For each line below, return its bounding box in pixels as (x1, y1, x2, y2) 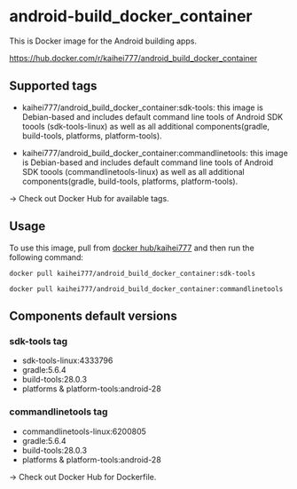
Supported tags (9, 78, 98, 94)
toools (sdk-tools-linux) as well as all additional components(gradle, (21, 121, 270, 131)
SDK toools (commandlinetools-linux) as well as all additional (21, 166, 246, 177)
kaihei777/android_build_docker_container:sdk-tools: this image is (21, 102, 263, 113)
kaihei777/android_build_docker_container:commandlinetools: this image (21, 147, 288, 158)
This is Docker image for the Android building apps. (9, 35, 198, 46)
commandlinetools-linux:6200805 (21, 426, 146, 437)
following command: (9, 251, 84, 263)
